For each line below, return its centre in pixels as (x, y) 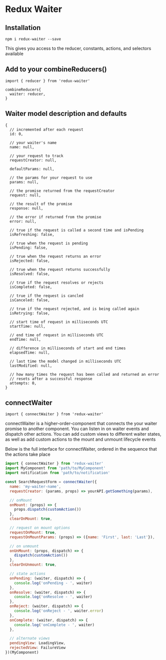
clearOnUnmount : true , (33, 565)
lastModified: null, (31, 366)
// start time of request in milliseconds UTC (59, 322)
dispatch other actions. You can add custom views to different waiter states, (83, 434)
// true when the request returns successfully (60, 269)
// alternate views (30, 639)
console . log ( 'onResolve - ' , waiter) (53, 597)
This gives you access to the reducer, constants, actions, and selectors (78, 48)
